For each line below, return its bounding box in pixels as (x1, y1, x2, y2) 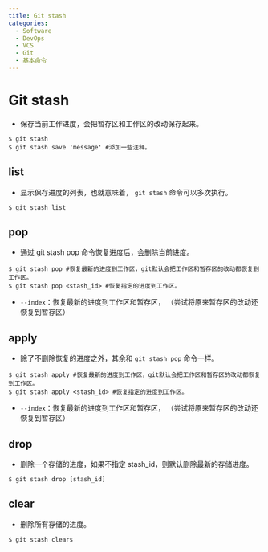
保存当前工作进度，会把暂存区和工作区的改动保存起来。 (19, 118, 203, 129)
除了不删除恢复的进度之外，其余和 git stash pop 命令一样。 (19, 354, 219, 363)
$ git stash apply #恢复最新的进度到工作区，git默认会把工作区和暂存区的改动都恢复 (8, 371, 261, 379)
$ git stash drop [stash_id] (8, 476, 106, 484)
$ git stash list (8, 203, 67, 211)
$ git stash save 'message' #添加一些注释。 (8, 143, 151, 151)
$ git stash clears (8, 535, 74, 543)
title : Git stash (8, 11, 67, 20)
